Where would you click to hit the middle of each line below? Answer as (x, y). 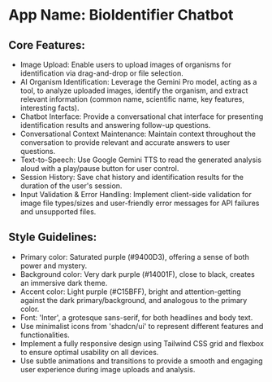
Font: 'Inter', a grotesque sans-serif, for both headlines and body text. (136, 317)
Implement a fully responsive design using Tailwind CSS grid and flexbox (142, 343)
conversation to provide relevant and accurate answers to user (125, 143)
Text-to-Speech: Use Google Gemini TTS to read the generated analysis (141, 160)
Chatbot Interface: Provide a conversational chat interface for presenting (142, 116)
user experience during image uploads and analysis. (108, 369)
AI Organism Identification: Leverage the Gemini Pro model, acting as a (138, 82)
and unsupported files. (58, 212)
